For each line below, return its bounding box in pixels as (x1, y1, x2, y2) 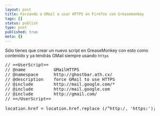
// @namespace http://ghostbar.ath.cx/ (5, 71, 113, 77)
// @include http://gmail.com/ (5, 91, 97, 97)
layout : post (5, 7, 32, 12)
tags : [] (5, 16, 23, 21)
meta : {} (5, 34, 23, 39)
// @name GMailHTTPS (5, 66, 80, 72)
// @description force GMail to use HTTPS (5, 76, 115, 82)
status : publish (5, 20, 38, 26)
